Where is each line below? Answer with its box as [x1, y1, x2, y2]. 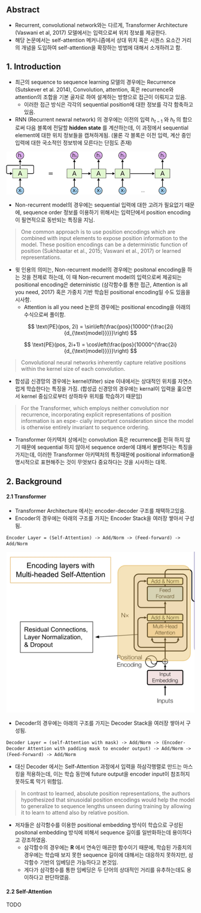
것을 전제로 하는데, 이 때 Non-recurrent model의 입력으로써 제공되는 [21, 274, 182, 281]
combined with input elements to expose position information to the [20, 235, 188, 242]
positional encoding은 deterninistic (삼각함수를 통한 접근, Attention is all [14, 281, 188, 288]
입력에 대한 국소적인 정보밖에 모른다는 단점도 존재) [14, 139, 132, 146]
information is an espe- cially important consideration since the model [20, 418, 194, 425]
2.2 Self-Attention [6, 888, 52, 895]
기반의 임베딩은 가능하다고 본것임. [39, 859, 118, 866]
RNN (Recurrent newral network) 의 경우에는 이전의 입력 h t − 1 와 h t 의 [14, 116, 181, 125]
